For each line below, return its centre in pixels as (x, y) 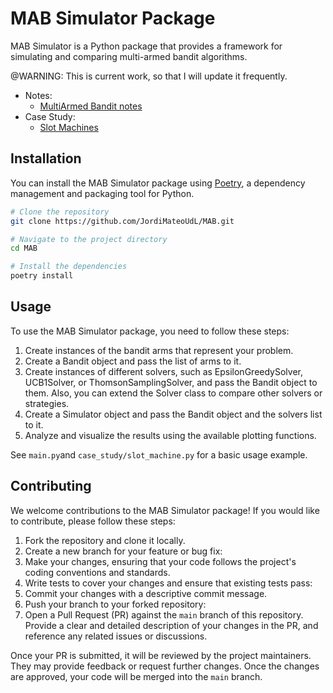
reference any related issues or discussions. (116, 636)
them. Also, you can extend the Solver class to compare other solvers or (173, 393)
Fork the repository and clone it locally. (105, 540)
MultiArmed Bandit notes (91, 106)
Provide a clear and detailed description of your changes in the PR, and (171, 625)
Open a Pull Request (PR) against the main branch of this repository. (164, 614)
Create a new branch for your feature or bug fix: (123, 551)
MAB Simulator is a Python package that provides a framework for (146, 46)
